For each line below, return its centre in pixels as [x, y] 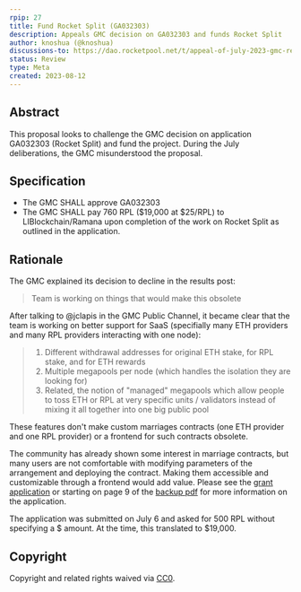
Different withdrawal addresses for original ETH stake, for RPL [159, 353]
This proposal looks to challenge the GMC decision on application [131, 134]
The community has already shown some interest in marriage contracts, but [149, 454]
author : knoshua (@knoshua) [62, 43]
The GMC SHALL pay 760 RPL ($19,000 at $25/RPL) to [123, 213]
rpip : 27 [26, 17]
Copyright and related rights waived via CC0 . [92, 578]
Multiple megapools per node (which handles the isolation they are [168, 371]
